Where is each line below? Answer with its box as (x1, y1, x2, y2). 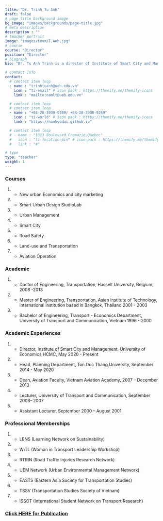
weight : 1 (5, 160, 25, 164)
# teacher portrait (5, 34, 45, 39)
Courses (5, 175, 26, 182)
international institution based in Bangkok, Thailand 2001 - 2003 (19, 302, 147, 308)
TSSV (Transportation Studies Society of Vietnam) (19, 488, 120, 494)
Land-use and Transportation (19, 243, 78, 249)
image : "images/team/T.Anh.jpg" (5, 39, 70, 44)
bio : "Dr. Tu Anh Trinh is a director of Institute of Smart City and (5, 61, 151, 66)
